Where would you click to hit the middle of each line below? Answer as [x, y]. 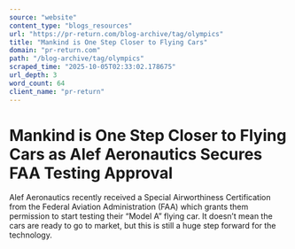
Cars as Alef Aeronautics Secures [136, 154]
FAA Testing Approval [91, 173]
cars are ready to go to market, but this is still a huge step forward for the [143, 226]
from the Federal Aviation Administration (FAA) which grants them [129, 207]
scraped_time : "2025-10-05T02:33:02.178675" [93, 67]
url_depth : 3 [33, 75]
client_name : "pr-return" [57, 91]
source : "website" [43, 17]
